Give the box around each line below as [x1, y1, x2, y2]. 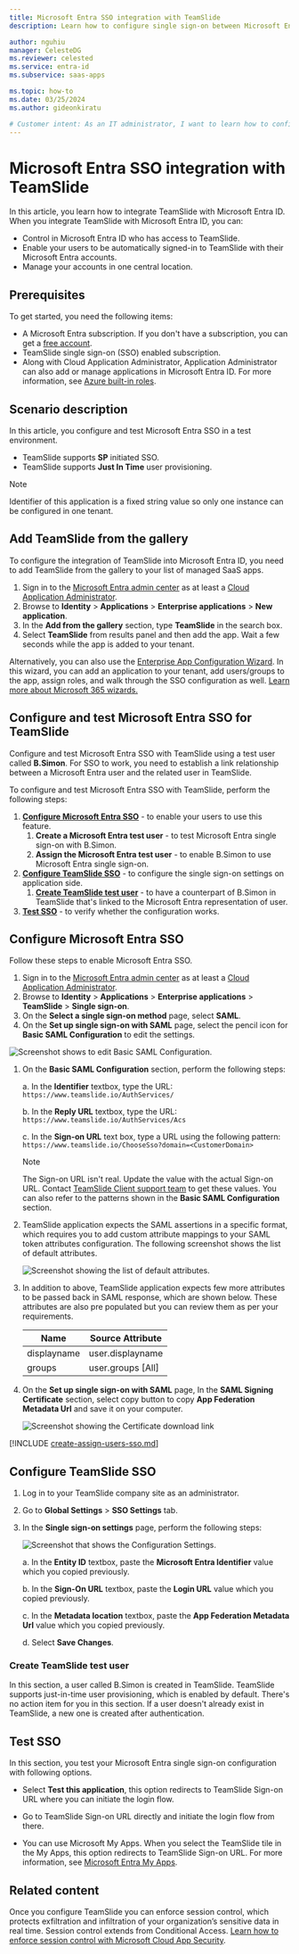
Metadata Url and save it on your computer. [21, 1403, 183, 1414]
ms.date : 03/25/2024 [9, 95, 86, 103]
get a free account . [21, 338, 93, 349]
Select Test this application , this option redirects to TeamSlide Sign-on [21, 1784, 283, 1795]
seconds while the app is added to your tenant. [21, 639, 195, 650]
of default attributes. [21, 1248, 98, 1259]
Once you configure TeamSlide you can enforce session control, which [9, 1907, 270, 1917]
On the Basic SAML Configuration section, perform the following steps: [21, 1064, 287, 1075]
